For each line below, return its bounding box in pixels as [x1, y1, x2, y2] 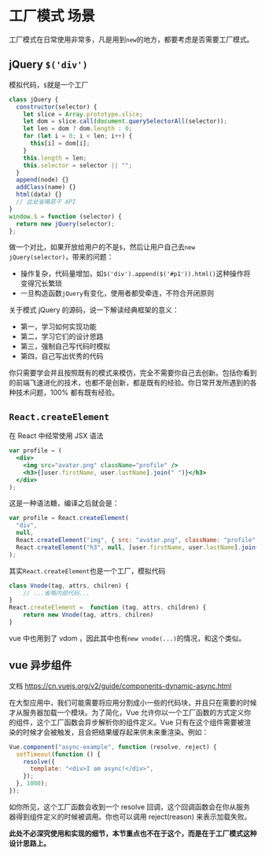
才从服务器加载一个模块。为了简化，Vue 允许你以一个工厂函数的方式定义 [9, 707, 245, 717]
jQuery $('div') [9, 58, 89, 72]
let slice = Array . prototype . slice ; [23, 110, 144, 118]
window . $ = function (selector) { [9, 212, 123, 220]
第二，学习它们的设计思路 [20, 332, 104, 341]
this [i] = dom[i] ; [29, 139, 90, 147]
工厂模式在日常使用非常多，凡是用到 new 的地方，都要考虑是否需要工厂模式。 [9, 35, 254, 44]
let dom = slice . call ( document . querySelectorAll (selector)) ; [23, 117, 227, 126]
